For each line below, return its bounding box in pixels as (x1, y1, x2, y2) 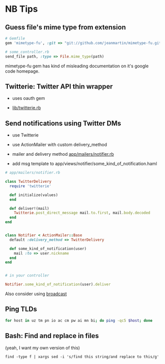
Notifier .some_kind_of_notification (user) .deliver (5, 282, 111, 287)
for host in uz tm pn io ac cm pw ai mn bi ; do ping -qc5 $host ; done (5, 318, 153, 323)
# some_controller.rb (5, 49, 50, 55)
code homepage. (5, 68, 40, 74)
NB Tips (5, 3, 38, 15)
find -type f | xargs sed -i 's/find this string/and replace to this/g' (5, 354, 160, 359)
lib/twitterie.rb (12, 105, 41, 111)
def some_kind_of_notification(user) (9, 246, 87, 251)
